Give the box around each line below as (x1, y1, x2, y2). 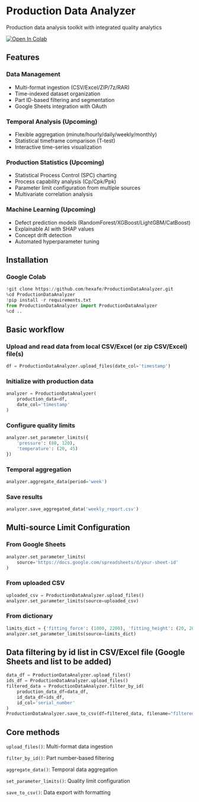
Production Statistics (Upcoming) (6, 158, 105, 167)
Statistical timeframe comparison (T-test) (14, 137, 115, 144)
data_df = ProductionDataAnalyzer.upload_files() (6, 672, 131, 678)
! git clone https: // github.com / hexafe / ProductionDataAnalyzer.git (6, 286, 174, 292)
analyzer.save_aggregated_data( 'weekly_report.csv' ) (6, 506, 139, 512)
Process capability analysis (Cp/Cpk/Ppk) (14, 178, 117, 185)
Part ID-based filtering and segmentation (14, 96, 115, 103)
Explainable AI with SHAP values (14, 225, 95, 232)
